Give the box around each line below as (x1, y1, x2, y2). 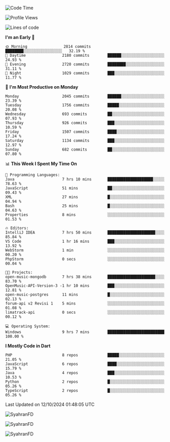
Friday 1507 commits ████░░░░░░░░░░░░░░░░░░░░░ (5, 129, 165, 134)
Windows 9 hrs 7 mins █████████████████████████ (5, 329, 165, 335)
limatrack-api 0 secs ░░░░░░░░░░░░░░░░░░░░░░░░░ (5, 310, 165, 315)
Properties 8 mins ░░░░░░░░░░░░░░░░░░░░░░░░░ (5, 212, 165, 217)
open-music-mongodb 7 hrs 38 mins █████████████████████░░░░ (5, 274, 165, 279)
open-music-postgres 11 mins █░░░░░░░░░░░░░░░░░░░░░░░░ (5, 292, 165, 297)
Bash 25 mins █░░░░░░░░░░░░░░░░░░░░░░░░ (5, 203, 165, 208)
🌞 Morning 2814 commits (5, 44, 91, 49)
